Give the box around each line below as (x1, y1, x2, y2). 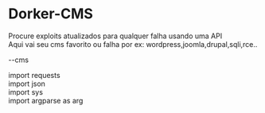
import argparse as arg (8, 95, 84, 105)
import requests (8, 70, 61, 80)
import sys (8, 87, 44, 96)
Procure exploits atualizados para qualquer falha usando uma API (8, 31, 223, 41)
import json (8, 79, 46, 88)
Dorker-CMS (8, 5, 94, 23)
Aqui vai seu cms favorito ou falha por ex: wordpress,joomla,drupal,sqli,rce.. (8, 39, 258, 49)
